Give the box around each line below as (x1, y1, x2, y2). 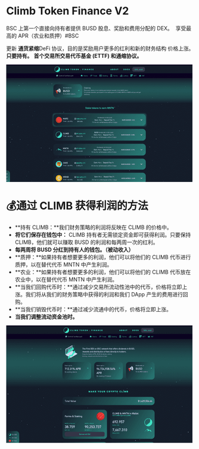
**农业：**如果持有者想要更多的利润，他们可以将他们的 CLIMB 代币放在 (14, 268, 191, 275)
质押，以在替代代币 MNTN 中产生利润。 (14, 261, 113, 268)
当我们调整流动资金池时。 (14, 313, 78, 320)
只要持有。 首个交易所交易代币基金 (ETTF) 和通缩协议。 (6, 52, 142, 59)
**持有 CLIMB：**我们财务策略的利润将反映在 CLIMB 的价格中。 (14, 224, 173, 231)
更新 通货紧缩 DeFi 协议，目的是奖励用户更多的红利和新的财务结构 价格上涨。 (6, 45, 194, 52)
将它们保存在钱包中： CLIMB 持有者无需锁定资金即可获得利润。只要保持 (14, 231, 191, 238)
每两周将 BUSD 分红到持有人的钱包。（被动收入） (14, 246, 134, 253)
